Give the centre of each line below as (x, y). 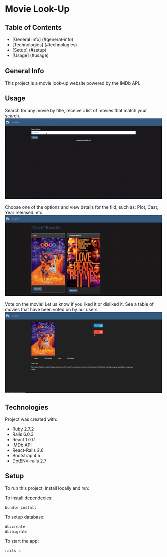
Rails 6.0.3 (23, 434)
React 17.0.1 (24, 440)
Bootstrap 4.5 (26, 456)
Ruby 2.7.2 (23, 429)
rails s (13, 551)
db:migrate (16, 531)
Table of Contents (34, 28)
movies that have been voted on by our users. (52, 310)
